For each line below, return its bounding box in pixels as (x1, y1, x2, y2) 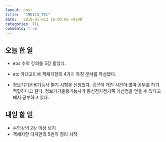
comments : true (5, 26, 37, 31)
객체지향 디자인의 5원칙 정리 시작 (12, 131, 78, 137)
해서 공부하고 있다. (12, 94, 49, 100)
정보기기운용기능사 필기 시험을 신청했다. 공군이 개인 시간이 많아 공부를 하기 (12, 82, 160, 88)
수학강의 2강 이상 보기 (12, 124, 57, 131)
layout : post (5, 7, 33, 13)
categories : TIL (5, 21, 39, 27)
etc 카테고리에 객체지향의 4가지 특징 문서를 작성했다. (12, 71, 117, 77)
